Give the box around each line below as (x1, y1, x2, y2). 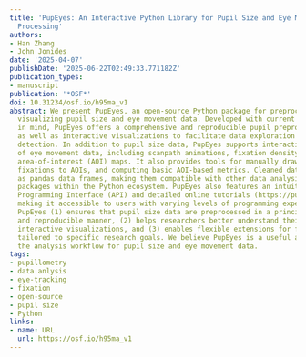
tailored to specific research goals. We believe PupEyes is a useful (17, 233, 291, 242)
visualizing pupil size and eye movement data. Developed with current (17, 114, 296, 124)
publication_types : (9, 73, 84, 82)
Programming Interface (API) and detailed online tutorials (17, 191, 250, 200)
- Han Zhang (9, 38, 55, 48)
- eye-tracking (9, 275, 67, 284)
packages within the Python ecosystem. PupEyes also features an (17, 183, 271, 192)
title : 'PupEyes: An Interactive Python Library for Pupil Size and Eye (9, 13, 291, 23)
